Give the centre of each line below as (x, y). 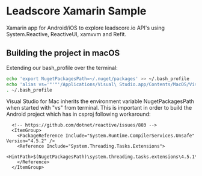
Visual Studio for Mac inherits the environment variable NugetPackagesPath (100, 101)
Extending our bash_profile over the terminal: (62, 68)
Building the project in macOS (63, 53)
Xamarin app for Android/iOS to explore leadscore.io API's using (86, 28)
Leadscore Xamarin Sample (76, 11)
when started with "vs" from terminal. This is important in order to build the (99, 108)
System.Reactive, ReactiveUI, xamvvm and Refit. (66, 34)
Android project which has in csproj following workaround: (78, 114)
